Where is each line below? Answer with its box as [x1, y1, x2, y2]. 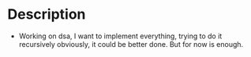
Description [7, 5, 86, 23]
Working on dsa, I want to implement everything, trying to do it [18, 31, 223, 41]
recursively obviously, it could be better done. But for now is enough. [18, 39, 244, 48]
